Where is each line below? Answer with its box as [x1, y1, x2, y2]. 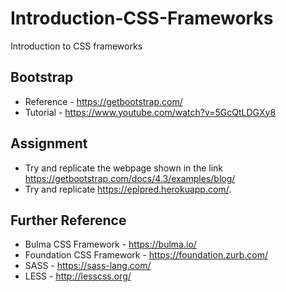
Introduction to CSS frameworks [10, 40, 143, 52]
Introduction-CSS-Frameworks [10, 7, 274, 30]
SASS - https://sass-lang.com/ [24, 260, 152, 272]
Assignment [10, 135, 88, 152]
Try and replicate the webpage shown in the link [24, 162, 223, 174]
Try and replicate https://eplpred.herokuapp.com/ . [24, 183, 232, 195]
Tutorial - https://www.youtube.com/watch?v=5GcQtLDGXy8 [24, 106, 277, 118]
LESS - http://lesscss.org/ [24, 270, 132, 282]
